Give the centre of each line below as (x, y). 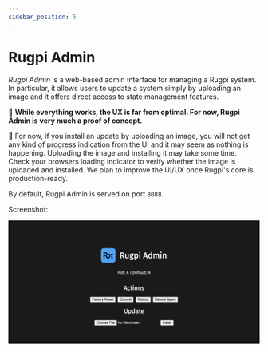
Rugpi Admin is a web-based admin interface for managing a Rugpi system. (132, 79)
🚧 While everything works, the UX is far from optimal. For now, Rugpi (124, 112)
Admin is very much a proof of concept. (75, 121)
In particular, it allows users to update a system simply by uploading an (125, 88)
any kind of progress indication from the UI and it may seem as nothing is (128, 144)
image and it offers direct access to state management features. (114, 97)
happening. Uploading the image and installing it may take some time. (122, 152)
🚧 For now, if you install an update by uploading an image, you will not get (129, 136)
